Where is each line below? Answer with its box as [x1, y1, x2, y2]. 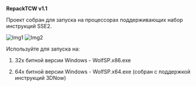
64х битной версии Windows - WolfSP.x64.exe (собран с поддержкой [14, 68, 191, 75]
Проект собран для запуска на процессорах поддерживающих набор [6, 16, 184, 23]
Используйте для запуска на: [6, 45, 80, 52]
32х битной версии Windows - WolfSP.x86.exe [14, 57, 131, 63]
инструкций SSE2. [6, 23, 52, 29]
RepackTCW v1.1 [6, 5, 47, 12]
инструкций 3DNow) [14, 75, 66, 81]
